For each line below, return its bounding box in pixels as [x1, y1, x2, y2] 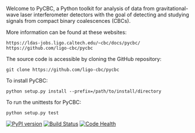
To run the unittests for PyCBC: [6, 99, 82, 105]
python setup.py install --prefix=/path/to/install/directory [6, 88, 162, 94]
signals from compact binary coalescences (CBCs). [6, 18, 131, 24]
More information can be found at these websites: [6, 29, 127, 36]
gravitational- [156, 5, 189, 12]
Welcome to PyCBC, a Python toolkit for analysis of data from [6, 5, 155, 12]
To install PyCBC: [6, 77, 48, 84]
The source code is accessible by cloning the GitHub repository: [6, 56, 162, 62]
